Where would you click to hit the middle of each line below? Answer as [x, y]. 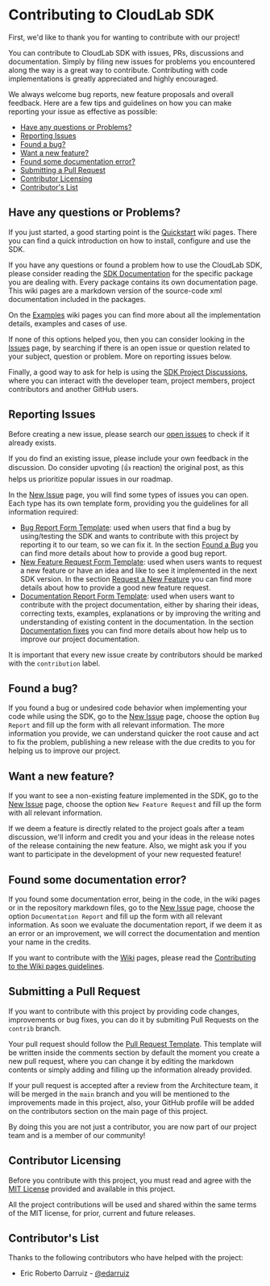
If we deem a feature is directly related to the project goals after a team [126, 829]
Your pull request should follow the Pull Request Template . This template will [135, 1044]
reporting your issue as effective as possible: [83, 111]
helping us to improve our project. [64, 751]
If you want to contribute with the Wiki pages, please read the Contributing [132, 958]
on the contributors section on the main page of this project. [108, 1111]
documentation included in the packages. [77, 299]
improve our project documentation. [79, 639]
